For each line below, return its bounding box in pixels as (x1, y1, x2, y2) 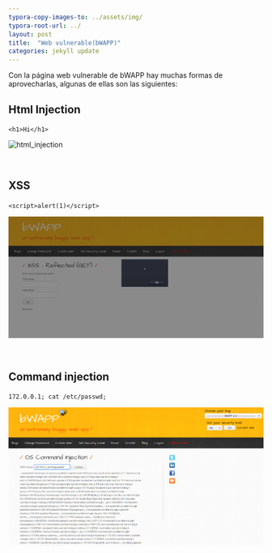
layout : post (8, 30, 53, 38)
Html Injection (8, 102, 81, 117)
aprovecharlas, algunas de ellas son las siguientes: (8, 79, 178, 89)
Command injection (8, 369, 109, 384)
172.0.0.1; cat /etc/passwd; (8, 393, 107, 401)
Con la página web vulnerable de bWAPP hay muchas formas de (8, 70, 223, 80)
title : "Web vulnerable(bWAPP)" (8, 39, 121, 47)
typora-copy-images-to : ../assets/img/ (8, 13, 143, 21)
